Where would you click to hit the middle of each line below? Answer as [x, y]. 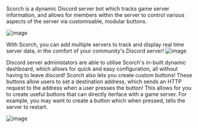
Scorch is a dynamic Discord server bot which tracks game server [88, 9]
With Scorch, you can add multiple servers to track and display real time [95, 45]
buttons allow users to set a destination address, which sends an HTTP [94, 81]
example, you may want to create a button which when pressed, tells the [96, 100]
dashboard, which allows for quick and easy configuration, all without [92, 69]
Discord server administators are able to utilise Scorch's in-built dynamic [96, 63]
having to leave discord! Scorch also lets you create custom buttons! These [99, 75]
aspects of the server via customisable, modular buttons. [76, 21]
